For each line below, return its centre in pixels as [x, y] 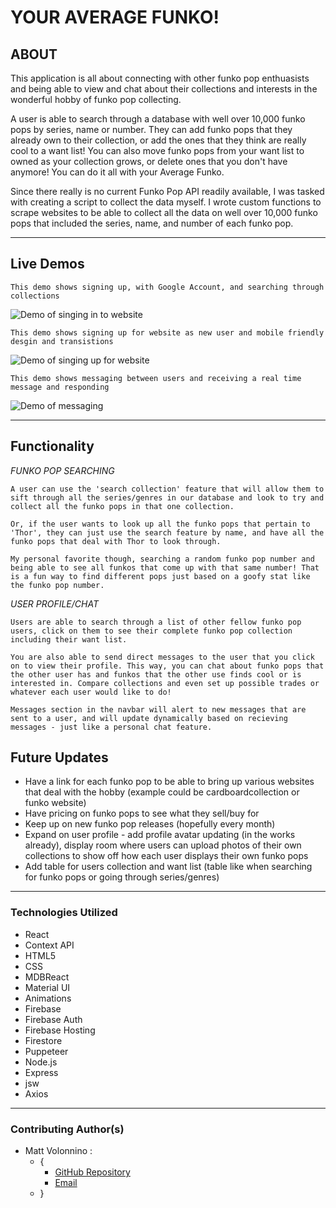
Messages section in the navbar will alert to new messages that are [158, 709]
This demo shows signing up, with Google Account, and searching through [167, 287]
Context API [49, 945]
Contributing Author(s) [67, 1129]
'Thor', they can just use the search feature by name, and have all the [167, 532]
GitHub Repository [92, 1172]
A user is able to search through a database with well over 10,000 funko [158, 119]
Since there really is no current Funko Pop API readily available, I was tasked [167, 191]
